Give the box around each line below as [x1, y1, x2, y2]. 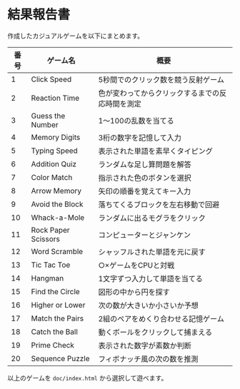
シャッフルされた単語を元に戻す [98, 247, 206, 257]
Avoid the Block [31, 199, 84, 209]
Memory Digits [31, 132, 81, 142]
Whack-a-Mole [31, 212, 85, 222]
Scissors [31, 233, 61, 243]
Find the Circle [31, 286, 80, 296]
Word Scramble [31, 246, 84, 256]
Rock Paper [31, 225, 70, 235]
